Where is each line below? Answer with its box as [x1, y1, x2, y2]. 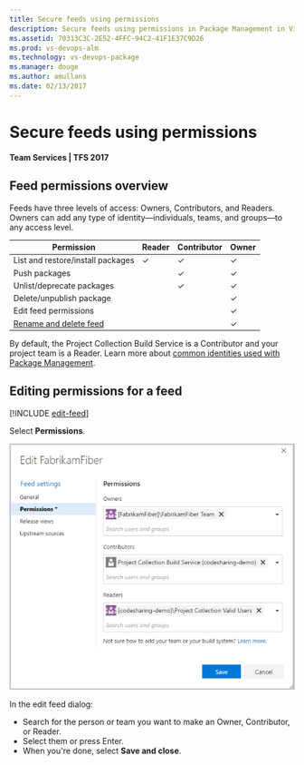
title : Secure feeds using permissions [9, 15, 160, 24]
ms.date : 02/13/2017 [9, 82, 88, 91]
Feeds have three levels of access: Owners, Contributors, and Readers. [9, 202, 275, 213]
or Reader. [22, 726, 62, 737]
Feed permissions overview [9, 178, 169, 194]
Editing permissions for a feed [9, 384, 183, 399]
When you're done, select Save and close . [22, 745, 182, 756]
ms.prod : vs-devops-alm [9, 44, 100, 53]
